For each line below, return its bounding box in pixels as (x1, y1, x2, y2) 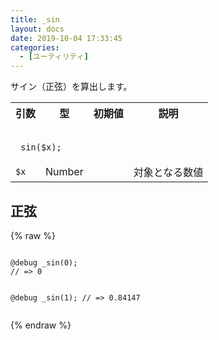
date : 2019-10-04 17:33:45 (10, 33, 123, 43)
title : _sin (10, 14, 60, 25)
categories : (10, 42, 60, 53)
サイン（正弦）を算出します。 (10, 81, 133, 93)
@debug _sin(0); (10, 257, 78, 268)
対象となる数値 (133, 166, 204, 180)
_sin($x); (15, 142, 62, 153)
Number (45, 165, 84, 179)
